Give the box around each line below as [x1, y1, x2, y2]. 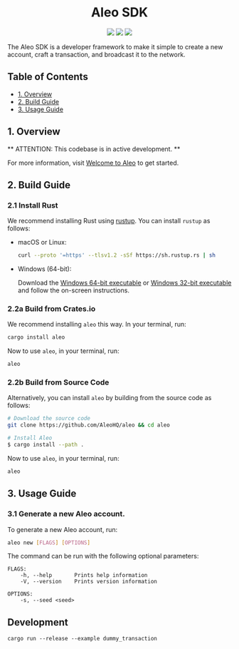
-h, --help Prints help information [20, 572, 148, 579]
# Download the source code [7, 415, 91, 422]
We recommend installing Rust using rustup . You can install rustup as [7, 217, 211, 225]
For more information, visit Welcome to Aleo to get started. [7, 158, 179, 167]
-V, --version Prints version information [20, 578, 158, 586]
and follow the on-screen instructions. [17, 286, 130, 295]
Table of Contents [7, 71, 89, 83]
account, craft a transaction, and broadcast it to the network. [7, 50, 186, 58]
